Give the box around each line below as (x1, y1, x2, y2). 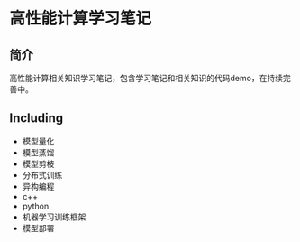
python (22, 200, 50, 211)
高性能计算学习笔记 (9, 8, 152, 29)
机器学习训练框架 (22, 211, 86, 222)
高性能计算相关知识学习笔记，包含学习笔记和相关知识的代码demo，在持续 (9, 73, 284, 83)
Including (9, 110, 64, 126)
